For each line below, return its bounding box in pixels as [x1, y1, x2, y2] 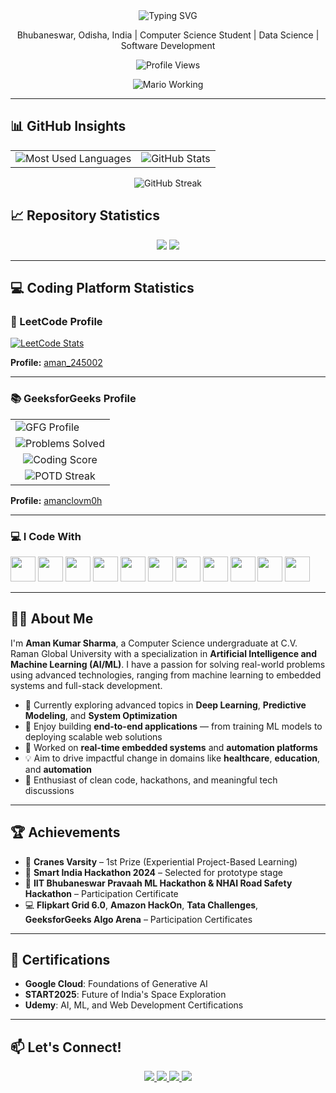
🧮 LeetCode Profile [10, 314, 103, 328]
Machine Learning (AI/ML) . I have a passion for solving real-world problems [10, 658, 326, 670]
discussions [24, 784, 75, 796]
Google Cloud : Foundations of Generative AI [24, 978, 208, 990]
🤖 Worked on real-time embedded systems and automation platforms [24, 741, 318, 753]
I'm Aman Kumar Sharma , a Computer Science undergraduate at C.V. [10, 637, 298, 649]
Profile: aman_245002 [10, 357, 103, 369]
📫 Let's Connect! [10, 1039, 122, 1056]
